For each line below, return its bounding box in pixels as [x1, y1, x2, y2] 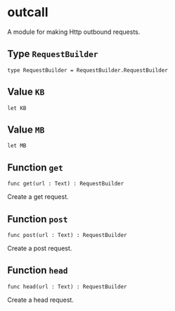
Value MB [7, 123, 45, 135]
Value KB [7, 86, 45, 98]
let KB [7, 104, 27, 111]
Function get [7, 161, 63, 173]
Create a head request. [7, 295, 74, 304]
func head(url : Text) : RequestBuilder [7, 283, 128, 290]
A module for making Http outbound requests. [7, 28, 141, 36]
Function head [7, 264, 68, 276]
